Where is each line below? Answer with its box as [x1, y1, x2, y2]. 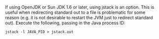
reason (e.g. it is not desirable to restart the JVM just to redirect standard [5, 15, 153, 20]
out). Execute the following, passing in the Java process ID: [5, 20, 126, 26]
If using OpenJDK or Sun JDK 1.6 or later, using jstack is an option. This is [5, 4, 155, 10]
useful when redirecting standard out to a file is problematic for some [5, 9, 146, 15]
